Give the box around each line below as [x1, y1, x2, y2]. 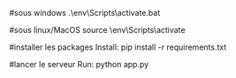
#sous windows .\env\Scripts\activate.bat [9, 8, 161, 18]
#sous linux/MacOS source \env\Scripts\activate [9, 25, 186, 35]
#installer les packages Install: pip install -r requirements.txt [9, 42, 227, 52]
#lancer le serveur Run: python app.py [9, 59, 149, 69]
